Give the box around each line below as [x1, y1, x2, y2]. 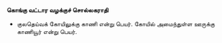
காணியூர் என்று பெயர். [16, 28, 78, 35]
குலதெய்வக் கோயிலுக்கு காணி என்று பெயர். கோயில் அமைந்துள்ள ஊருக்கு [16, 20, 215, 28]
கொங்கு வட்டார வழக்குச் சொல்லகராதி [6, 6, 109, 14]
